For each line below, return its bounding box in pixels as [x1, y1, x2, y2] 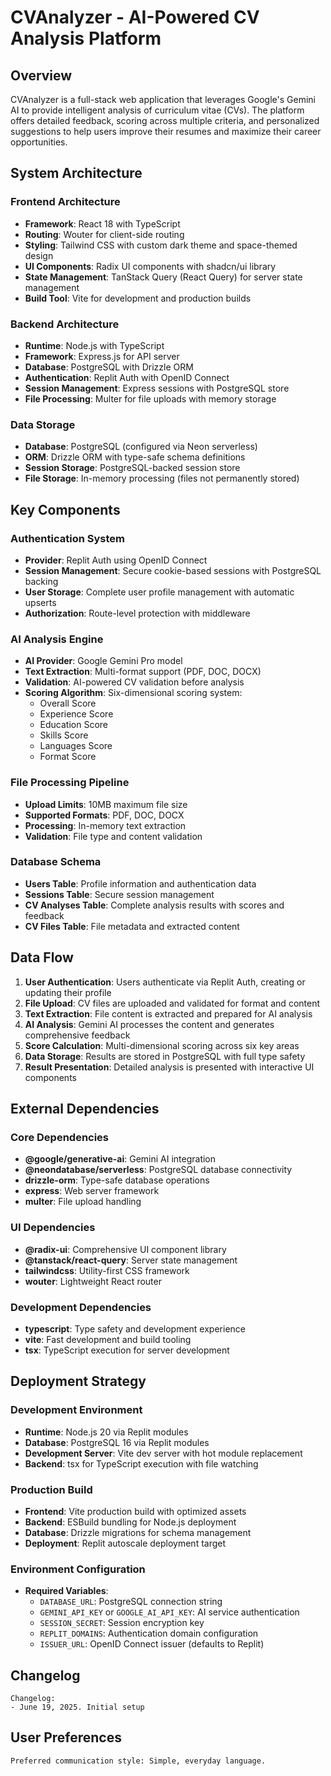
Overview [10, 67, 73, 84]
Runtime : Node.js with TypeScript [24, 339, 165, 351]
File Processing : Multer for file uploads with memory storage [24, 392, 277, 405]
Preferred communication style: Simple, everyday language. [10, 1756, 267, 1766]
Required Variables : [24, 1585, 109, 1597]
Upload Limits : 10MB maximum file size [24, 798, 188, 810]
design [24, 249, 54, 261]
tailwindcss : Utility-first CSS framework [24, 1264, 190, 1276]
